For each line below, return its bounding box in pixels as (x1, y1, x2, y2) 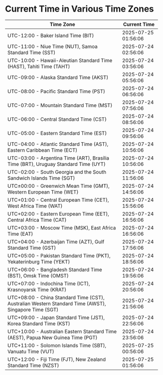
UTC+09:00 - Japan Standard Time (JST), (7, 314, 105, 321)
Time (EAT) (7, 230, 33, 237)
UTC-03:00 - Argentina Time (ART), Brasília (7, 154, 109, 161)
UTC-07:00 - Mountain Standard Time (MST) (7, 102, 113, 109)
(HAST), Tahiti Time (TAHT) (7, 63, 70, 70)
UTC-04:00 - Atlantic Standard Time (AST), (7, 141, 109, 147)
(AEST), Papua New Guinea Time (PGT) (7, 334, 98, 341)
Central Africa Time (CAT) (7, 216, 67, 223)
